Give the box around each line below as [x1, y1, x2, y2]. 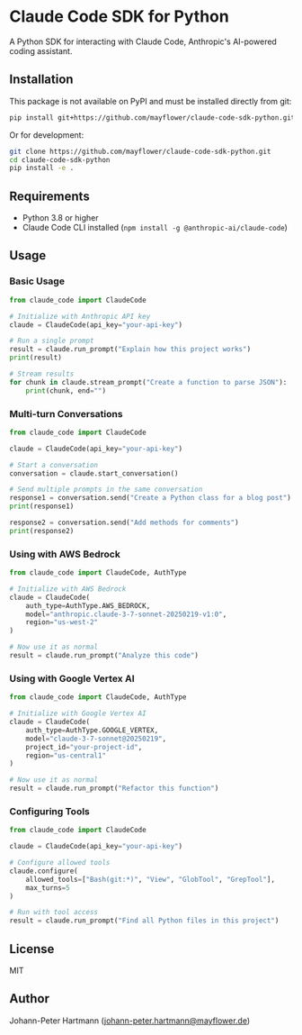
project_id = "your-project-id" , [25, 742, 143, 751]
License [9, 941, 55, 957]
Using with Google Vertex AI [9, 672, 135, 685]
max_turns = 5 [25, 883, 70, 893]
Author [9, 991, 49, 1006]
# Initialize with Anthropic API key [9, 312, 151, 321]
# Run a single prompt [9, 336, 94, 346]
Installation [9, 72, 74, 87]
